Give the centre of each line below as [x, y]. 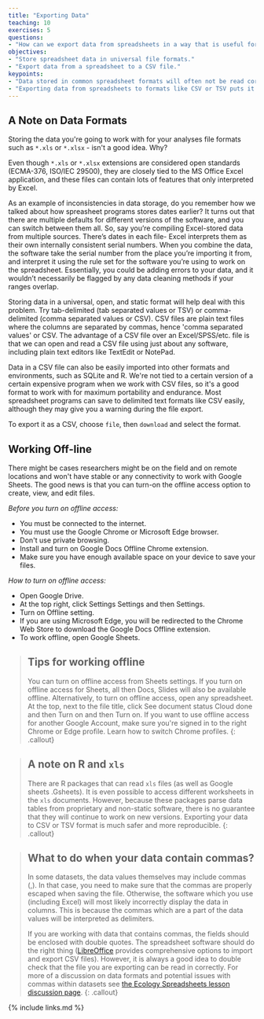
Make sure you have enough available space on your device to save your [137, 557]
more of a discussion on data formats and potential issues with [129, 976]
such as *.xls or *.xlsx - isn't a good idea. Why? [88, 148]
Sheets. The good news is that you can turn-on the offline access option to [130, 485]
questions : [26, 37]
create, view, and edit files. [52, 493]
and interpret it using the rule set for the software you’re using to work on [127, 262]
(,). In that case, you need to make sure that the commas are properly [140, 885]
